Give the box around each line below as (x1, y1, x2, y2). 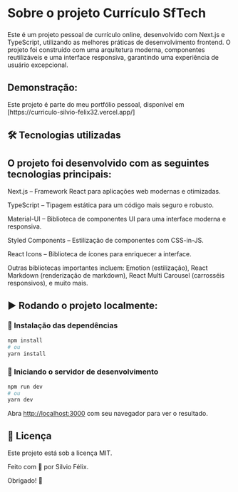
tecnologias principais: (7, 168, 112, 180)
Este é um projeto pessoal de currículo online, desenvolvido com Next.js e (7, 31, 225, 39)
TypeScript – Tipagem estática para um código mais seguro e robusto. (7, 201, 214, 209)
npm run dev (7, 383, 43, 390)
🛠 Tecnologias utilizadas (7, 130, 121, 142)
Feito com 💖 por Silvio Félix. (7, 463, 89, 471)
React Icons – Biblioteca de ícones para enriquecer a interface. (7, 250, 192, 258)
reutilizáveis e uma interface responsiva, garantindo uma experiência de (7, 53, 219, 62)
